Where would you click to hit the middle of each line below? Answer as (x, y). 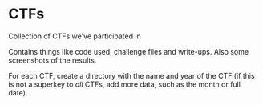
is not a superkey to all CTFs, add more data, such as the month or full (124, 84)
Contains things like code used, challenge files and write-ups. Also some (129, 51)
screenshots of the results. (53, 60)
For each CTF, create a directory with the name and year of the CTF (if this (131, 75)
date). (18, 92)
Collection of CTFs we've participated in (75, 36)
